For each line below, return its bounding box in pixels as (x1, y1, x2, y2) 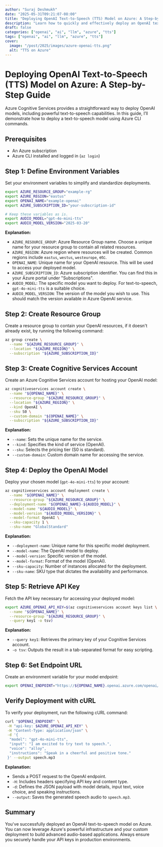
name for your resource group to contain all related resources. (12, 244, 137, 250)
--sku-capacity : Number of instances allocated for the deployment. (12, 563, 147, 569)
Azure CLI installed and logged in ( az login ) (12, 153, 100, 159)
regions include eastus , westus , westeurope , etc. (12, 255, 107, 260)
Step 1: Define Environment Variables (5, 167, 120, 175)
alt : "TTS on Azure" (9, 48, 51, 52)
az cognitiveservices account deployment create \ (5, 488, 110, 493)
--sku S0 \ (9, 409, 32, 414)
